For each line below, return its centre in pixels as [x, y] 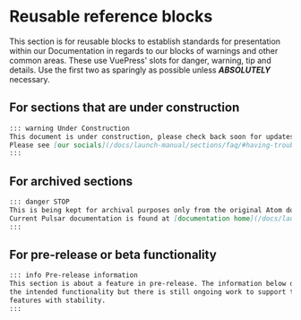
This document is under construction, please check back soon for [136, 136]
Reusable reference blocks [111, 17]
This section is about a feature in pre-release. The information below [148, 284]
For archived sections [71, 181]
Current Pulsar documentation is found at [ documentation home [130, 218]
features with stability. [57, 300]
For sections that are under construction [125, 108]
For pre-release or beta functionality [113, 254]
